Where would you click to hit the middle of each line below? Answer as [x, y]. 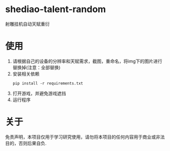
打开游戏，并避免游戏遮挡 [39, 93]
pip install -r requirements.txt [48, 83]
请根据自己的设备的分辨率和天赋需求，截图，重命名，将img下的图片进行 [88, 61]
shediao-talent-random [56, 9]
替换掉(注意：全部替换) [36, 67]
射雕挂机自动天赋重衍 [27, 24]
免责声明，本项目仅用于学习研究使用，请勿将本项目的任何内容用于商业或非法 [85, 137]
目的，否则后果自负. [26, 143]
